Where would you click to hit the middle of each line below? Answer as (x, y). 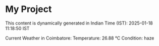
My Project (29, 9)
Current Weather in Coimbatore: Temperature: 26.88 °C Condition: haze (80, 38)
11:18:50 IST (17, 28)
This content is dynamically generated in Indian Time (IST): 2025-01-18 (79, 23)
